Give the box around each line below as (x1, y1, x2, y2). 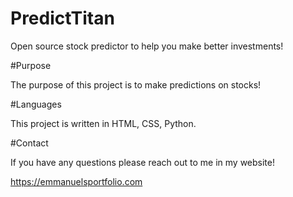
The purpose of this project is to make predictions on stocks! (10, 78, 262, 91)
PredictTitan (10, 7, 115, 30)
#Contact (10, 137, 49, 149)
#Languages (10, 98, 62, 110)
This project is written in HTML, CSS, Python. (10, 117, 197, 129)
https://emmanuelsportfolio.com (10, 175, 143, 187)
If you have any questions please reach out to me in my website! (10, 156, 275, 168)
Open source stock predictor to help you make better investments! (10, 40, 284, 52)
